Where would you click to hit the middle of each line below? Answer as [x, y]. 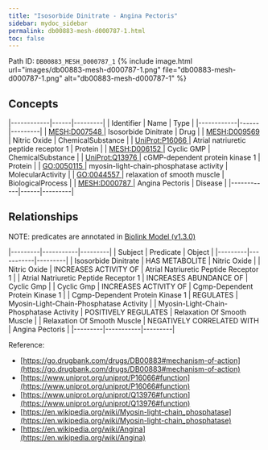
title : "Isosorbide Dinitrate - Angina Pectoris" [93, 16]
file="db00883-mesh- [199, 70]
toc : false [27, 38]
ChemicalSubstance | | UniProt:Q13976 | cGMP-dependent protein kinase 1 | [134, 157]
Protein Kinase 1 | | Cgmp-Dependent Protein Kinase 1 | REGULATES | [124, 294]
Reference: [27, 344]
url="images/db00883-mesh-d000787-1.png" [85, 70]
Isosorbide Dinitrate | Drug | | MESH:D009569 [184, 132]
